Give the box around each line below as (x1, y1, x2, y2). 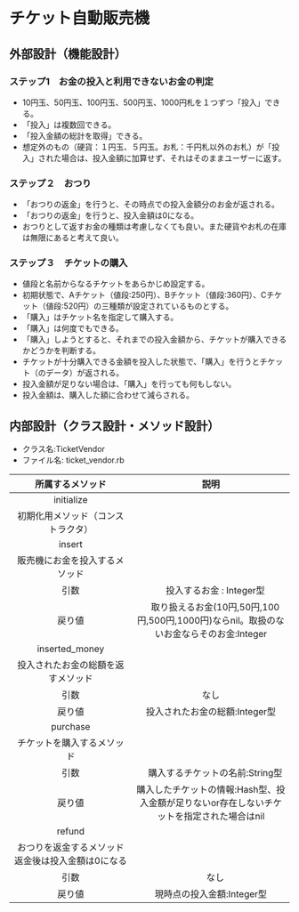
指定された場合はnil (183, 811, 265, 823)
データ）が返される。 (45, 367, 125, 378)
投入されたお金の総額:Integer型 (145, 706, 277, 718)
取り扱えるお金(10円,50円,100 (150, 601, 280, 614)
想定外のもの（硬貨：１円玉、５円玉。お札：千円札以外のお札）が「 (21, 141, 272, 152)
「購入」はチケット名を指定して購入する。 (21, 312, 179, 323)
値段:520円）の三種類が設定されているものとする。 (45, 301, 234, 311)
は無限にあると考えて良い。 (21, 232, 125, 243)
